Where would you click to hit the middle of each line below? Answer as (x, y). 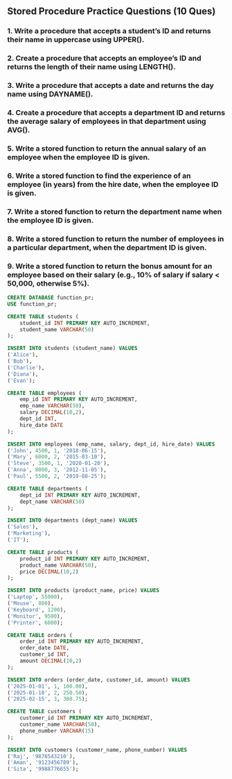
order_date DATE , (45, 648)
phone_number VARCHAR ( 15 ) (57, 731)
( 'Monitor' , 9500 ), (35, 616)
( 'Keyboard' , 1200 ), (37, 610)
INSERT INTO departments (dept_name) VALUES (72, 521)
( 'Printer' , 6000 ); (35, 623)
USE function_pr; (32, 304)
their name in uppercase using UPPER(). (76, 39)
